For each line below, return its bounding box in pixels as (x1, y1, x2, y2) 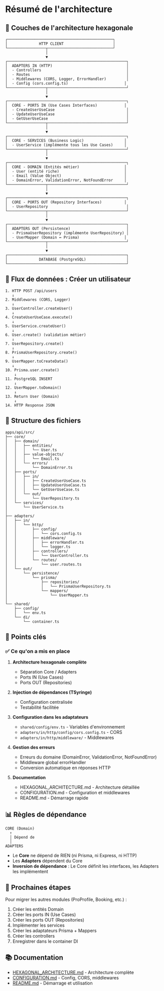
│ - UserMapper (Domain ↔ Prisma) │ (5, 235, 127, 240)
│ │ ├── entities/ (5, 443, 53, 448)
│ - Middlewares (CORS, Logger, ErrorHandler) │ (5, 76, 129, 81)
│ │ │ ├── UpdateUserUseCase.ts (5, 482, 86, 487)
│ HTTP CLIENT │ (5, 41, 115, 46)
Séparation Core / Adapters (20, 669, 77, 675)
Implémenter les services (12, 922, 65, 928)
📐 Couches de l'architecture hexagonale (5, 24, 133, 32)
